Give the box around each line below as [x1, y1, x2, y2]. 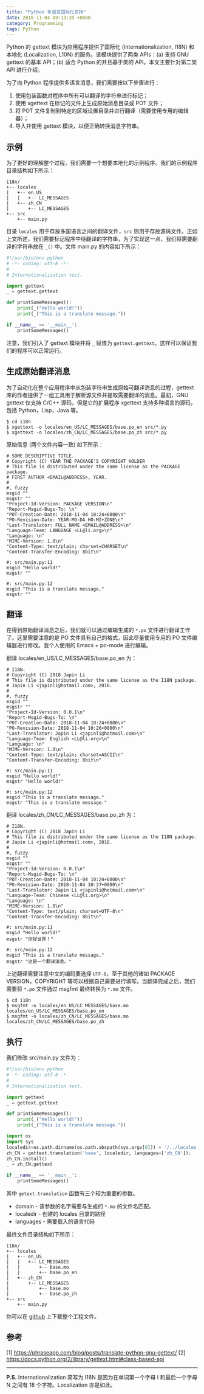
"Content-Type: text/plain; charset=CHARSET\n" [6, 543, 129, 549]
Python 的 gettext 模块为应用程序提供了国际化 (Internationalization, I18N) [6, 43, 188, 50]
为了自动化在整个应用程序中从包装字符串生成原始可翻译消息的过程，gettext [6, 384, 194, 391]
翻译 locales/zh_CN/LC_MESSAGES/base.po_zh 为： [6, 811, 137, 819]
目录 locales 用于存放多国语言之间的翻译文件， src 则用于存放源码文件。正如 [6, 227, 198, 235]
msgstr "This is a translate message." [6, 800, 107, 806]
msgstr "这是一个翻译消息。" [6, 959, 72, 965]
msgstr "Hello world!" [6, 778, 64, 785]
